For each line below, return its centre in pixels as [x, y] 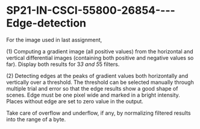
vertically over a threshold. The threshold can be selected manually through [100, 82]
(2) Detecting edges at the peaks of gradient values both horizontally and [97, 76]
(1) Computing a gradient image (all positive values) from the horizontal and [100, 51]
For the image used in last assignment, [54, 40]
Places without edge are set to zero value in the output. [75, 101]
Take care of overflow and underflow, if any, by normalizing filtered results [98, 113]
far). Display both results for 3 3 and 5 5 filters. [63, 64]
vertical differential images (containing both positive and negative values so [100, 58]
